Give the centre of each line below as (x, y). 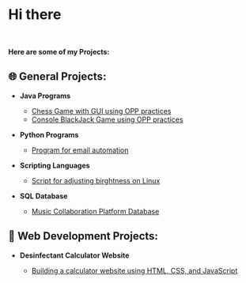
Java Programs (45, 96)
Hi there (35, 15)
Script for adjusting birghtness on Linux (96, 180)
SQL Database (44, 196)
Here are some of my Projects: (59, 51)
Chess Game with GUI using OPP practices (101, 111)
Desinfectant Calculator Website (74, 255)
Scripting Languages (55, 165)
